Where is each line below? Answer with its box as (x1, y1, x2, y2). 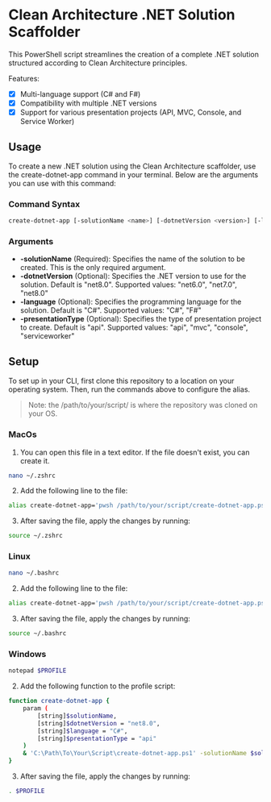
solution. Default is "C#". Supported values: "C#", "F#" (19, 305, 202, 315)
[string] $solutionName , (37, 712, 117, 720)
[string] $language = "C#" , (37, 727, 128, 735)
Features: (8, 73, 40, 83)
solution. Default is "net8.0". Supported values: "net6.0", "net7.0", (19, 280, 238, 289)
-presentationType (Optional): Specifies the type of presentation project (19, 314, 262, 324)
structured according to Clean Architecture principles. (8, 58, 188, 68)
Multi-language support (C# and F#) (19, 89, 141, 98)
